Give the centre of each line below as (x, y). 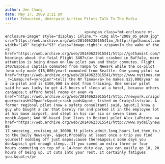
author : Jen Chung (24, 10)
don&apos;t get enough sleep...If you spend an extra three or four (77, 144)
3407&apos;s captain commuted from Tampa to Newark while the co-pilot (80, 67)
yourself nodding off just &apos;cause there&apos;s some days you (76, 140)
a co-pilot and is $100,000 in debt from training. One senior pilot (78, 84)
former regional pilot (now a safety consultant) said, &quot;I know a (80, 105)
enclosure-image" (23, 37)
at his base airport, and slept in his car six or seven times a (73, 114)
